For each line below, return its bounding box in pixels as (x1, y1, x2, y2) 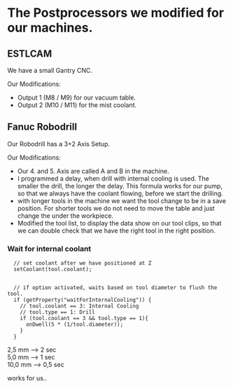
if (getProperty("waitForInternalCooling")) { (13, 296, 152, 304)
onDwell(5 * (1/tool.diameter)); (25, 321, 124, 328)
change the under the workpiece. (17, 212, 114, 220)
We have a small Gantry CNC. (7, 67, 93, 74)
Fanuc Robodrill (7, 121, 78, 133)
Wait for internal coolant (7, 244, 92, 254)
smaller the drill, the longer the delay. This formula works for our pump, (17, 181, 223, 190)
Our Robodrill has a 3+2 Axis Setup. (7, 139, 111, 148)
